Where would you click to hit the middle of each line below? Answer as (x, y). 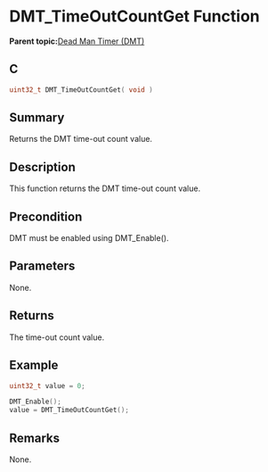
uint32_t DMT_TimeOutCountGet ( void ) (81, 90)
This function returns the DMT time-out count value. (105, 188)
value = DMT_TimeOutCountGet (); (69, 410)
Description (42, 167)
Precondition (46, 216)
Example (34, 365)
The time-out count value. (57, 337)
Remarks (35, 438)
